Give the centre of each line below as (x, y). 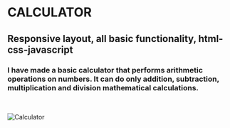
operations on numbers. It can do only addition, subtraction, (113, 79)
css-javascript (40, 49)
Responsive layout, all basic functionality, (102, 39)
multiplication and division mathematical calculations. (103, 87)
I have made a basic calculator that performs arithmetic (105, 70)
